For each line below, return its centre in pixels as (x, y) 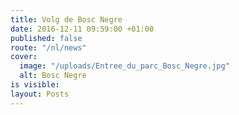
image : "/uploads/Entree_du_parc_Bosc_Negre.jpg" (124, 66)
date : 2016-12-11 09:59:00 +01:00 (82, 29)
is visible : (35, 85)
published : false (46, 38)
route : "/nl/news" (48, 47)
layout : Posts (40, 94)
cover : (24, 57)
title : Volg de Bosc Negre (66, 19)
